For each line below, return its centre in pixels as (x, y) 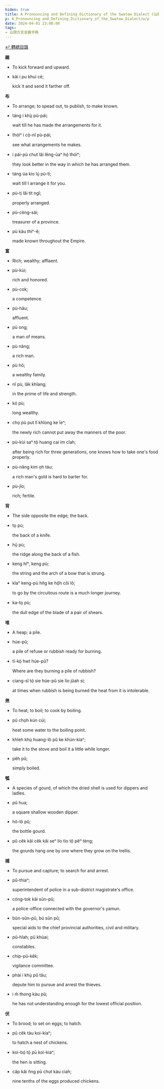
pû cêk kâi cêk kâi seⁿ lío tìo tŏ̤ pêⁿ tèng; (53, 841)
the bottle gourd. (29, 831)
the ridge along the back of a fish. (46, 554)
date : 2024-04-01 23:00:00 (32, 23)
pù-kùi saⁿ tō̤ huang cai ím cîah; (44, 442)
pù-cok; (20, 289)
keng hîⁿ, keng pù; (31, 564)
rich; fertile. (24, 496)
